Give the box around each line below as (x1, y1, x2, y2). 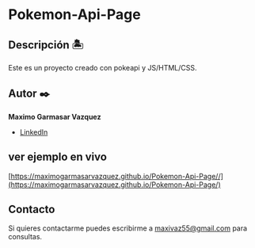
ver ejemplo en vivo (8, 151, 107, 164)
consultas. (8, 232, 42, 242)
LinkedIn (19, 127, 48, 136)
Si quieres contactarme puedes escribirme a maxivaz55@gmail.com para (8, 223, 248, 233)
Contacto (8, 203, 55, 216)
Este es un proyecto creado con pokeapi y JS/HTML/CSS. (8, 63, 197, 72)
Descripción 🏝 (8, 38, 85, 52)
